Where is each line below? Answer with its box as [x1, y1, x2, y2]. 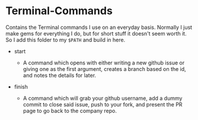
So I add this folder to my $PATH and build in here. [5, 36, 126, 43]
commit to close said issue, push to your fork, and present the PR [23, 100, 183, 108]
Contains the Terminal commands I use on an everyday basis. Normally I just [5, 24, 193, 31]
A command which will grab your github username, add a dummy [23, 95, 183, 102]
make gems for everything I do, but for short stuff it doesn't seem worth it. [5, 30, 187, 37]
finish [14, 83, 28, 90]
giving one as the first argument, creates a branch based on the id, [23, 65, 186, 72]
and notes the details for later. [23, 72, 96, 79]
